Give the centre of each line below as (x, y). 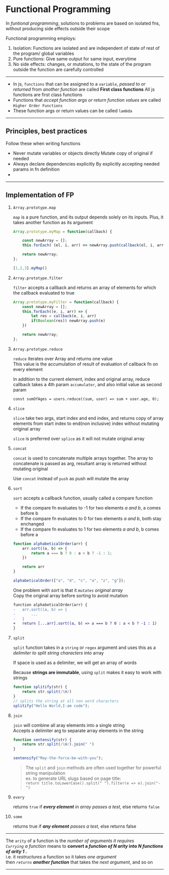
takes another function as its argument (53, 222)
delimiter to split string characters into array (58, 653)
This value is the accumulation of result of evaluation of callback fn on (86, 364)
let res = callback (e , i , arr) (64, 316)
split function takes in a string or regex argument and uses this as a (84, 647)
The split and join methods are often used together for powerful (93, 768)
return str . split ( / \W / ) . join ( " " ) (58, 744)
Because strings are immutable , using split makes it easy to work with (87, 673)
